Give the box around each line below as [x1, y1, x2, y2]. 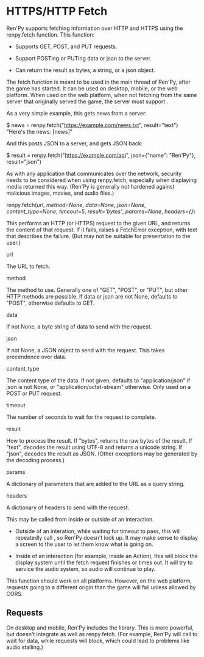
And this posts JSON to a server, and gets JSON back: [6, 139, 143, 147]
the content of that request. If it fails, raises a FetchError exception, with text [6, 226, 197, 233]
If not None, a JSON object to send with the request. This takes [6, 346, 165, 354]
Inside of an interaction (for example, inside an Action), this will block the [15, 552, 198, 559]
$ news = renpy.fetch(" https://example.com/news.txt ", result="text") [6, 121, 178, 129]
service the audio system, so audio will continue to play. [15, 565, 156, 572]
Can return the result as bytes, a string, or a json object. [15, 66, 155, 74]
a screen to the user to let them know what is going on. [15, 540, 153, 548]
